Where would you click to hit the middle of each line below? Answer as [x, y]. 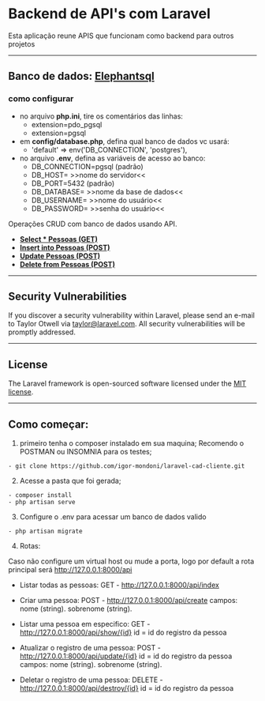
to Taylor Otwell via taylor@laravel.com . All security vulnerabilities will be [127, 324]
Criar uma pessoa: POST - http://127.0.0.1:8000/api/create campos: [129, 601]
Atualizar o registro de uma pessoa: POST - [90, 648]
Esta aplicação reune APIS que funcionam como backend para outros [121, 36]
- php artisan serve [42, 503]
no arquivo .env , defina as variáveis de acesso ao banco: [112, 158]
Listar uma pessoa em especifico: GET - [85, 624]
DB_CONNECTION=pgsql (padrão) [87, 166]
